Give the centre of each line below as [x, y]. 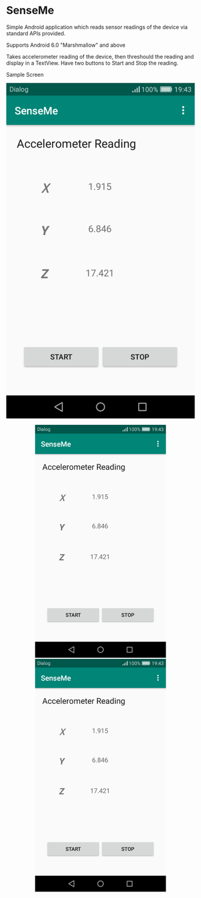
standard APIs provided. [36, 33]
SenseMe [30, 10]
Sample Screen [25, 74]
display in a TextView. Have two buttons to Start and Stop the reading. [92, 63]
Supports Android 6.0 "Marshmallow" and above [66, 45]
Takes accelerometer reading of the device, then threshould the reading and [100, 56]
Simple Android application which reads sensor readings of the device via [97, 27]
